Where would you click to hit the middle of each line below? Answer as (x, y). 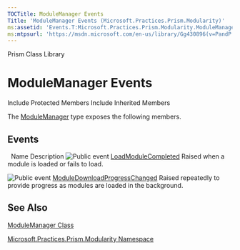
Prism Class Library (36, 54)
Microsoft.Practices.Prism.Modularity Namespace (81, 239)
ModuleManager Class (41, 225)
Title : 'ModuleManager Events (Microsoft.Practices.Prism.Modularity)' (116, 21)
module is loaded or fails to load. (55, 164)
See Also (27, 208)
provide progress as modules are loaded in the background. (95, 185)
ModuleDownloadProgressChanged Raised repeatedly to (136, 178)
